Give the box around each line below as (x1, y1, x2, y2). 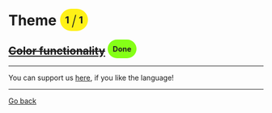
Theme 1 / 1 (8, 11, 83, 31)
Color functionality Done (8, 44, 132, 57)
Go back (8, 96, 37, 106)
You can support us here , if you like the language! (8, 73, 174, 82)
